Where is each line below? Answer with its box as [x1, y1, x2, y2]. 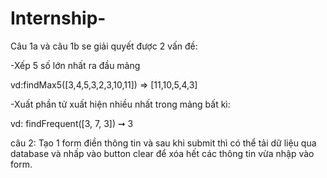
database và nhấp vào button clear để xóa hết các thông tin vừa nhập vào [10, 147, 315, 159]
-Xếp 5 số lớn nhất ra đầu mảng [10, 59, 141, 71]
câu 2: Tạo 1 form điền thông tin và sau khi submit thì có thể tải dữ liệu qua [10, 137, 317, 149]
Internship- [10, 7, 107, 30]
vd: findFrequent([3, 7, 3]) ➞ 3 [10, 117, 134, 129]
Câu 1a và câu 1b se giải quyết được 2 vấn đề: [10, 40, 198, 52]
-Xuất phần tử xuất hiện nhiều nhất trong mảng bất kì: [10, 98, 231, 110]
